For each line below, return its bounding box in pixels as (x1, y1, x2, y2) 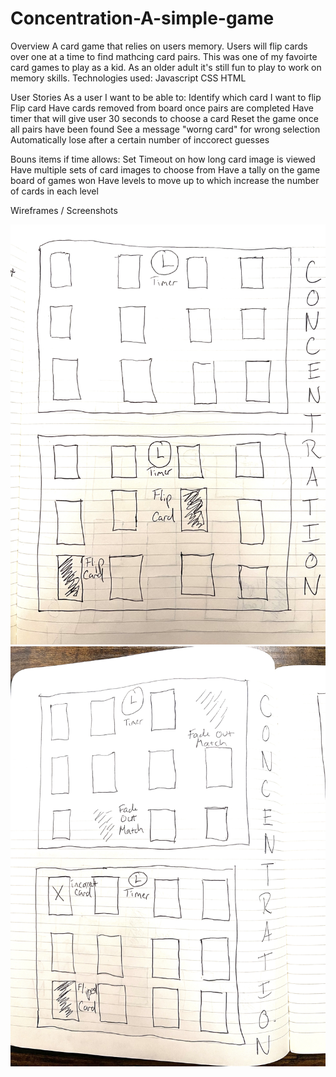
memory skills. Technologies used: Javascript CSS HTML (10, 72, 247, 84)
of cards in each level (10, 185, 99, 197)
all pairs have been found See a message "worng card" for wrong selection (10, 123, 321, 135)
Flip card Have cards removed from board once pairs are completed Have (10, 102, 315, 114)
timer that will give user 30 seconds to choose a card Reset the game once (10, 112, 319, 124)
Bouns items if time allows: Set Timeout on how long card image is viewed (10, 153, 316, 165)
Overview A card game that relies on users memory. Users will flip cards (10, 40, 308, 52)
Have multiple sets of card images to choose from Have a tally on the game (10, 163, 321, 176)
